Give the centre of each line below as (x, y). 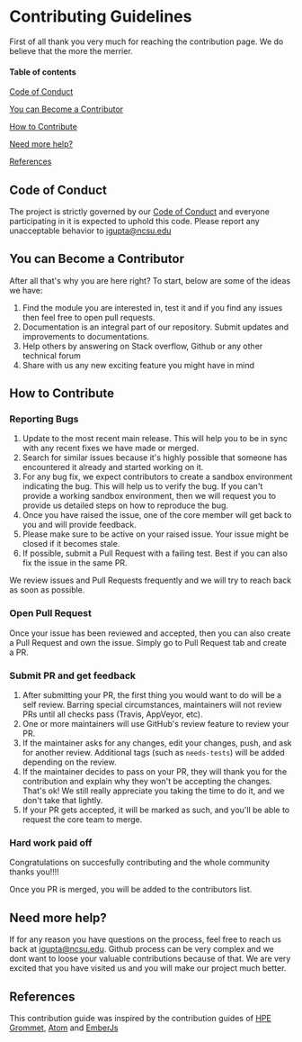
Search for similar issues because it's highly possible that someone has (155, 458)
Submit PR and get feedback (73, 675)
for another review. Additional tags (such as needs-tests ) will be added (153, 753)
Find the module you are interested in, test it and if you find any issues (152, 307)
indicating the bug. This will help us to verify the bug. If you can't (142, 486)
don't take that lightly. (62, 801)
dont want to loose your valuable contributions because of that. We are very (150, 959)
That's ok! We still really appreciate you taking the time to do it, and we (153, 791)
